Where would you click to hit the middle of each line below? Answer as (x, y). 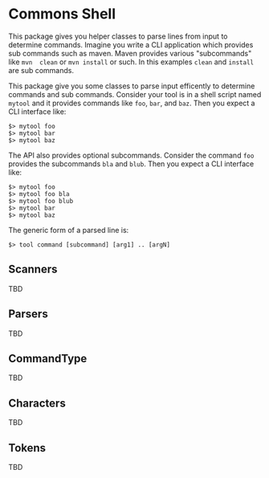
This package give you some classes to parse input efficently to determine (132, 86)
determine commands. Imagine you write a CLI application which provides (131, 44)
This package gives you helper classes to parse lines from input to (118, 36)
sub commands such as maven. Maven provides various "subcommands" (130, 53)
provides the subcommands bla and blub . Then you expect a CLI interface (131, 163)
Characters (37, 403)
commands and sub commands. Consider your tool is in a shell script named (135, 94)
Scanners (33, 270)
